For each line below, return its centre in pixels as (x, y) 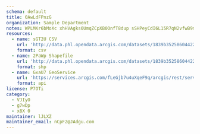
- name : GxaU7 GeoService (44, 72)
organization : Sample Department (48, 23)
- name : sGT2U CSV (35, 39)
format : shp (32, 67)
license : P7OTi (25, 89)
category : (18, 94)
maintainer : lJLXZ (29, 116)
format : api (32, 84)
